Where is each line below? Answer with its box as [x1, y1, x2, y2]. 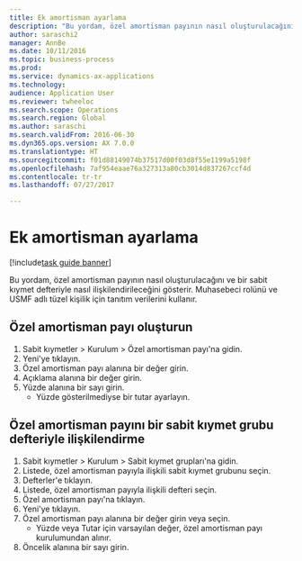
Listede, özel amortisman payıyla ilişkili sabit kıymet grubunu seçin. [22, 465, 271, 475]
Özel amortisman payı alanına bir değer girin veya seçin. [22, 512, 231, 523]
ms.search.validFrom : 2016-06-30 [9, 131, 135, 140]
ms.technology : [9, 80, 67, 89]
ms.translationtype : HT [9, 147, 99, 156]
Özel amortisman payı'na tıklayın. [22, 493, 146, 504]
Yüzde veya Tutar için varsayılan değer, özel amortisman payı [35, 522, 263, 533]
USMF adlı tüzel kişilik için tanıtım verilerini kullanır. [9, 294, 198, 304]
